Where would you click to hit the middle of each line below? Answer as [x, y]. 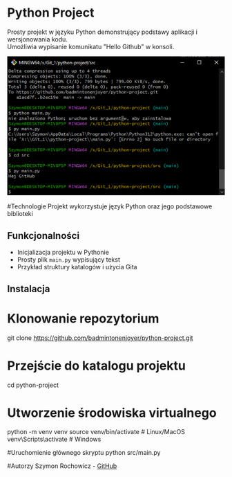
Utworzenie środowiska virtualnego [112, 413]
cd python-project [33, 385]
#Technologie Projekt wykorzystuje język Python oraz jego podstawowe [110, 206]
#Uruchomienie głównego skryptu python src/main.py [84, 453]
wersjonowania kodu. [37, 39]
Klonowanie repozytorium [83, 318]
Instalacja [29, 289]
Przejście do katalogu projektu [97, 366]
